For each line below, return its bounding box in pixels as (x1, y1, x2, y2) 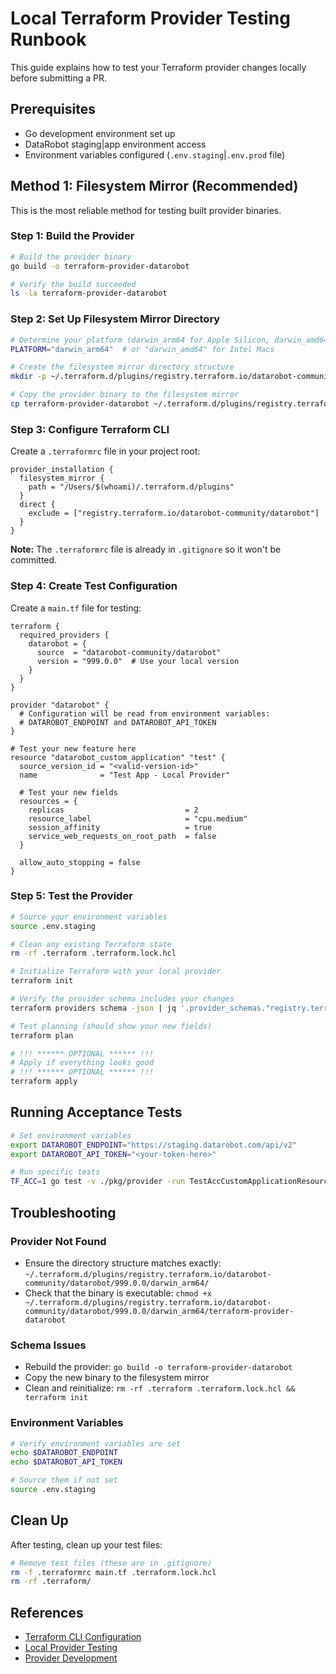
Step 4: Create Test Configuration (10, 579, 178, 593)
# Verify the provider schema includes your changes (10, 994, 235, 1004)
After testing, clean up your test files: (10, 1538, 163, 1551)
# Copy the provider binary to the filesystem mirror (10, 390, 240, 400)
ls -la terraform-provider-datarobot (10, 288, 168, 299)
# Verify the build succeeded (10, 279, 137, 289)
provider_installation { (10, 465, 114, 475)
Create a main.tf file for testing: (10, 602, 142, 614)
